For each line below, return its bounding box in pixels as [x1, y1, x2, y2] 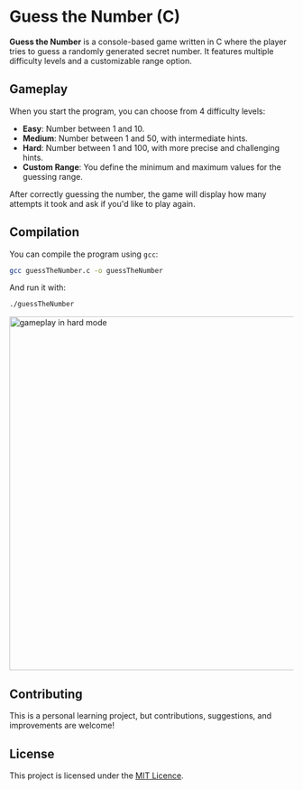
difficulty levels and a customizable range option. [9, 55, 192, 66]
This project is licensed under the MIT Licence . [9, 770, 184, 781]
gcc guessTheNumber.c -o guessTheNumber [9, 266, 164, 275]
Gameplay [9, 81, 69, 97]
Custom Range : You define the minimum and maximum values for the [22, 161, 282, 173]
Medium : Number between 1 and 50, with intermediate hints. [22, 133, 248, 144]
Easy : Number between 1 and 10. [22, 123, 145, 134]
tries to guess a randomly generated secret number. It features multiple [9, 45, 274, 56]
